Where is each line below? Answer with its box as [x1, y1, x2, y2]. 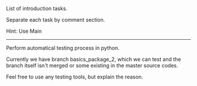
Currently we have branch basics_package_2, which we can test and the [6, 56, 181, 63]
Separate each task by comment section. [6, 16, 106, 23]
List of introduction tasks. [6, 5, 67, 12]
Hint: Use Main [6, 27, 42, 35]
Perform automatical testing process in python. [6, 44, 120, 51]
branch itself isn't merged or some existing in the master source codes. [6, 62, 178, 69]
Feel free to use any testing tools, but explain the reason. [6, 73, 144, 80]
